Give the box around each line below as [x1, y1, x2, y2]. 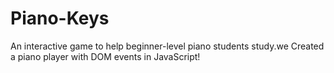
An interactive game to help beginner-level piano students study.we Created [10, 40, 325, 52]
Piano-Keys [10, 7, 110, 30]
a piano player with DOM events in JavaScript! [10, 50, 201, 62]
